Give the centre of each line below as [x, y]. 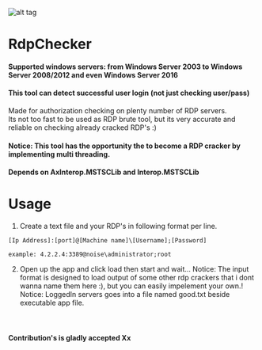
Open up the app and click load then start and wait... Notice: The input [134, 269]
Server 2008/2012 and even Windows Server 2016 [93, 74]
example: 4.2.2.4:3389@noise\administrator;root [90, 255]
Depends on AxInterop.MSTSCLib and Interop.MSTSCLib [104, 172]
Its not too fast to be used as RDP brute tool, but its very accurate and [122, 119]
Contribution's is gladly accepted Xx [70, 337]
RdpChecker [50, 44]
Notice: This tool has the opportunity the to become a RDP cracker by [125, 146]
